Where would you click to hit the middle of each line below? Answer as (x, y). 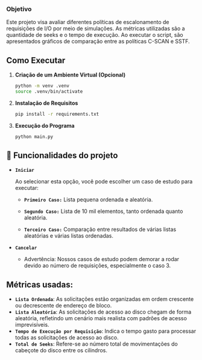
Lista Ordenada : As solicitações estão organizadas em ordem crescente (104, 299)
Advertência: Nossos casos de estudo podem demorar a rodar (102, 259)
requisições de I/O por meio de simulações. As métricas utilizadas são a (96, 28)
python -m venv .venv (42, 86)
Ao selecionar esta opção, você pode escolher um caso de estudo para (104, 182)
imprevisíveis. (32, 325)
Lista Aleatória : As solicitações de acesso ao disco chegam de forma (103, 312)
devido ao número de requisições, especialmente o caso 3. (97, 266)
